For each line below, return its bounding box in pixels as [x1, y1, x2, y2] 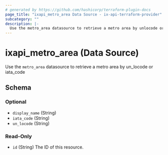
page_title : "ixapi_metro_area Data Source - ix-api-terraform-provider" [5, 12, 162, 17]
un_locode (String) [12, 120, 50, 126]
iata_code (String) [12, 115, 50, 121]
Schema [5, 83, 31, 92]
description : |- [5, 21, 39, 26]
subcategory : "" [5, 16, 39, 21]
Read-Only [5, 133, 32, 140]
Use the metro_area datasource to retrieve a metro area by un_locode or [5, 64, 153, 70]
